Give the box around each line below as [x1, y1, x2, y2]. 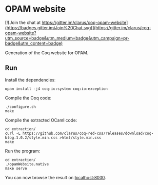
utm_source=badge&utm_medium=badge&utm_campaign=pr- [5, 35, 130, 41]
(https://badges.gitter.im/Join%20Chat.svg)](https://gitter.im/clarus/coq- [5, 24, 151, 30]
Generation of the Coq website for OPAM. [5, 50, 89, 56]
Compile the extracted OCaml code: [5, 117, 77, 123]
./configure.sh [5, 104, 36, 109]
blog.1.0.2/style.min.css [5, 135, 58, 140]
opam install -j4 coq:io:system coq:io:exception [5, 86, 108, 91]
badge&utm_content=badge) [5, 40, 63, 46]
